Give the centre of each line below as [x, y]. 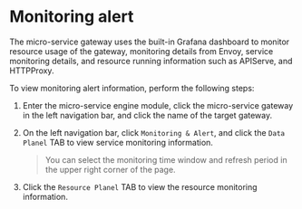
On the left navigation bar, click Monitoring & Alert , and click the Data [154, 132]
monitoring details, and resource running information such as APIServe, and [151, 61]
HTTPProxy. [32, 71]
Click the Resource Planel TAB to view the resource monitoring [140, 186]
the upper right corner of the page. [110, 169]
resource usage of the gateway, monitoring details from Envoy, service [141, 51]
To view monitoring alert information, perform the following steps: [132, 88]
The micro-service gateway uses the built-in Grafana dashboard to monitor [150, 42]
